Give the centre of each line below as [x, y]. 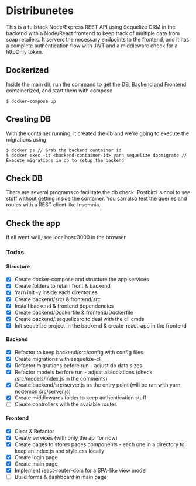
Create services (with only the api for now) [66, 437]
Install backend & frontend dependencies [64, 306]
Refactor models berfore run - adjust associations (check [83, 372]
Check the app [33, 223]
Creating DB [29, 119]
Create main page [36, 464]
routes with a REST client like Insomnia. [54, 205]
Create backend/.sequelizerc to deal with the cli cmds [79, 319]
